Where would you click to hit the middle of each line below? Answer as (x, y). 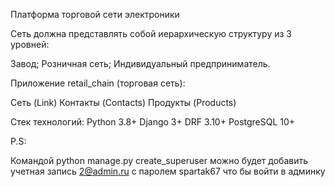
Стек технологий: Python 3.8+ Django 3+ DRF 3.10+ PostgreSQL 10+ (153, 122)
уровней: (30, 44)
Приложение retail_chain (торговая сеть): (98, 83)
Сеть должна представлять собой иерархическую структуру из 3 (151, 33)
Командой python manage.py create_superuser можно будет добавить (159, 160)
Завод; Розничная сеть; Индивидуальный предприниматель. (140, 63)
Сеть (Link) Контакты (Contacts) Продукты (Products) (123, 102)
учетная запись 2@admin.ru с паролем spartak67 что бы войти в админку (168, 171)
